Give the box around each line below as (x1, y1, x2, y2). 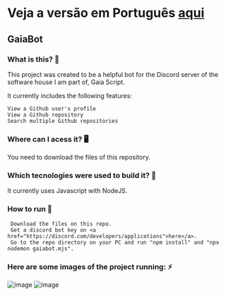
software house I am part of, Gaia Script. (7, 78, 125, 86)
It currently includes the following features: (7, 91, 133, 100)
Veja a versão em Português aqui (7, 5, 205, 21)
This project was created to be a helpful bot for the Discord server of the (7, 70, 219, 78)
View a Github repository (7, 111, 83, 118)
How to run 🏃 (7, 204, 53, 214)
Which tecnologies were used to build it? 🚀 (7, 171, 157, 181)
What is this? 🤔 (7, 54, 60, 64)
